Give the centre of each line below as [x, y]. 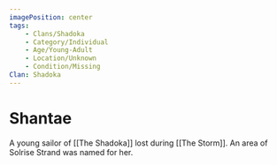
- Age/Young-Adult [59, 50]
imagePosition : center [51, 17]
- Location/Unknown [61, 58]
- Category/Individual [67, 42]
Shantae [41, 118]
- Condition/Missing [63, 67]
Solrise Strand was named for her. [71, 152]
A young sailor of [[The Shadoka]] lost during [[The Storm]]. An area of [138, 143]
